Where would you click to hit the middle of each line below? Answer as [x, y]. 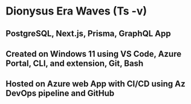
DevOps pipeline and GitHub [60, 93]
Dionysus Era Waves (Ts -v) [76, 11]
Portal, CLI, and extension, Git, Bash [75, 63]
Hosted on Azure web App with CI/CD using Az [95, 84]
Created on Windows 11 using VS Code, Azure [94, 54]
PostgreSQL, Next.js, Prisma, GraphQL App [88, 34]
